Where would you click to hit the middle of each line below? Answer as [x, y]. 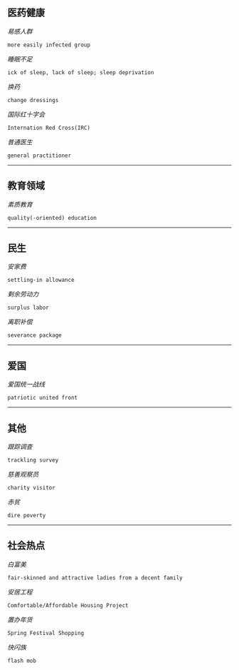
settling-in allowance [41, 280]
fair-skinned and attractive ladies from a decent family [95, 578]
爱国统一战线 [26, 385]
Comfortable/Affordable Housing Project [68, 605]
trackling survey [33, 460]
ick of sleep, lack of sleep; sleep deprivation [81, 72]
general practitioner [39, 156]
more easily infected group [49, 45]
